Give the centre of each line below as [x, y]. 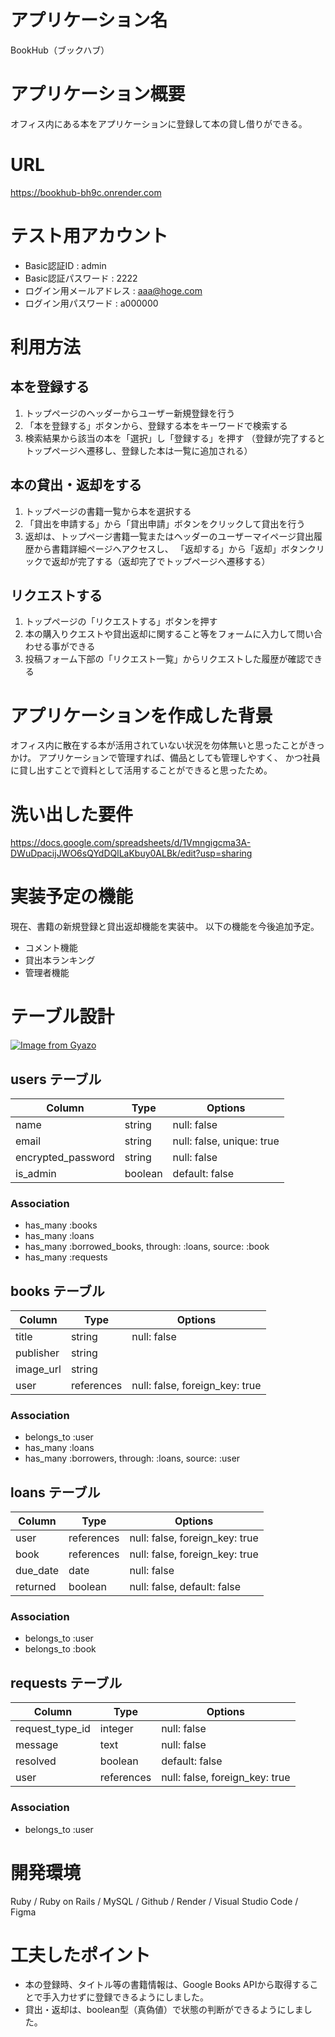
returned [36, 1587]
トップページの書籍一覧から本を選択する [108, 511]
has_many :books [61, 1225]
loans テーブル [55, 1492]
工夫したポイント [81, 1955]
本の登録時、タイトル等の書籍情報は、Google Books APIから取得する [167, 1985]
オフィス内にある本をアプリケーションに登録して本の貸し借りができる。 [159, 123]
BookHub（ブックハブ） [60, 50]
